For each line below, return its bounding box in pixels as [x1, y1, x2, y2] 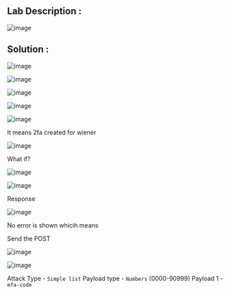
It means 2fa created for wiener [7, 128, 97, 136]
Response [7, 195, 36, 203]
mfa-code [7, 281, 32, 289]
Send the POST [7, 234, 51, 243]
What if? [7, 154, 31, 163]
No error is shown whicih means [7, 221, 99, 229]
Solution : [7, 44, 49, 56]
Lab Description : [7, 5, 82, 17]
